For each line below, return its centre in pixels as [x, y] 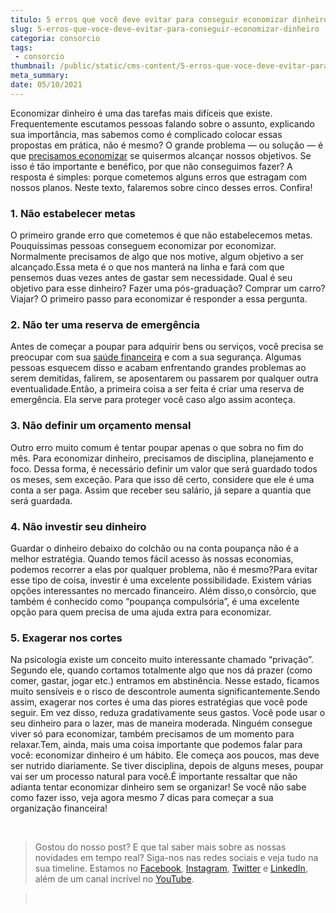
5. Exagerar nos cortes [66, 638]
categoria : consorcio [55, 38]
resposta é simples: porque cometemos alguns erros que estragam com [159, 177]
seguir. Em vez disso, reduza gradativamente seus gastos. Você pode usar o [168, 713]
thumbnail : [33, 66]
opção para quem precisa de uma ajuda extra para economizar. [141, 612]
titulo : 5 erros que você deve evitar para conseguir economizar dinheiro [169, 19]
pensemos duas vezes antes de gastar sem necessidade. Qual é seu [151, 278]
